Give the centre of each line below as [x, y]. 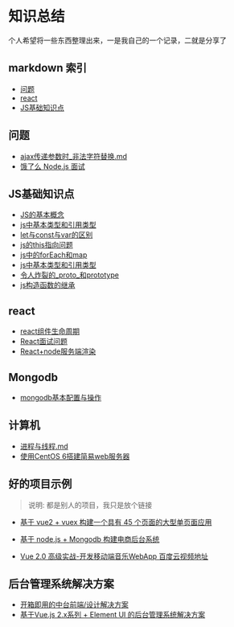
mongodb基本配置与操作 [61, 398]
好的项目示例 [40, 484]
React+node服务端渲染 [58, 351]
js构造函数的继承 [47, 285]
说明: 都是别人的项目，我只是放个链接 [90, 505]
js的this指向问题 [47, 245]
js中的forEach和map [53, 255]
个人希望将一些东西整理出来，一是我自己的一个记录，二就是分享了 [117, 40]
